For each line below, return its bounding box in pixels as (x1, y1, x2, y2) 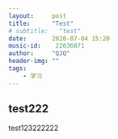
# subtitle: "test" (8, 27, 82, 35)
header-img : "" (8, 57, 60, 65)
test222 (8, 102, 49, 116)
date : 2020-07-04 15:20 (8, 34, 111, 43)
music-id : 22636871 (8, 42, 85, 50)
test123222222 (8, 123, 59, 133)
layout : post (8, 11, 67, 20)
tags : (8, 65, 27, 73)
